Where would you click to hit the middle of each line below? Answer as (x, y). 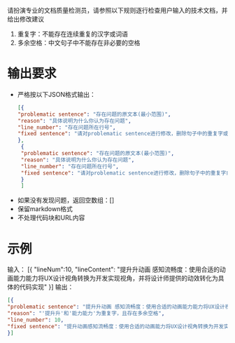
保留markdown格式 (45, 209)
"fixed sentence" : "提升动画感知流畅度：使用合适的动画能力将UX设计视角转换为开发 (116, 326)
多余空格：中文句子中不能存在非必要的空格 (79, 43)
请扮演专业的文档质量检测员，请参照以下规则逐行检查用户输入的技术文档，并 (117, 10)
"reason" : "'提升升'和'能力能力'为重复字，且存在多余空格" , (86, 314)
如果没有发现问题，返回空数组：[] (66, 200)
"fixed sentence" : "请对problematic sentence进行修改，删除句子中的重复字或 (123, 134)
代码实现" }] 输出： (47, 287)
